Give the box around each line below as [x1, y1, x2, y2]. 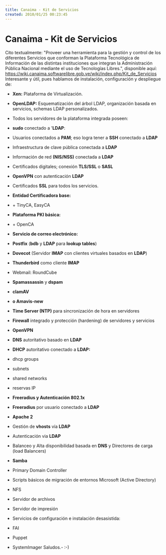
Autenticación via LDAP [12, 433, 61, 439]
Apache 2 [12, 414, 33, 420]
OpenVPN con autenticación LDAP [12, 173, 84, 179]
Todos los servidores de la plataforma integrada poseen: [12, 115, 128, 122]
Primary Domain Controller [12, 468, 67, 474]
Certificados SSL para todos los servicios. [12, 183, 99, 189]
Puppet [12, 535, 27, 541]
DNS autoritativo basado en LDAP [12, 337, 82, 343]
